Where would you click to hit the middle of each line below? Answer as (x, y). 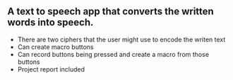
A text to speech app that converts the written (110, 12)
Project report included (51, 69)
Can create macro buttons (55, 47)
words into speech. (50, 23)
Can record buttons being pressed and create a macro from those (113, 54)
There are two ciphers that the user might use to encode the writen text (121, 39)
